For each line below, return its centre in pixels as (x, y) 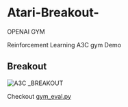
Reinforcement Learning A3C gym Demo (64, 45)
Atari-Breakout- (53, 13)
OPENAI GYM (26, 32)
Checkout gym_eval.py (39, 96)
